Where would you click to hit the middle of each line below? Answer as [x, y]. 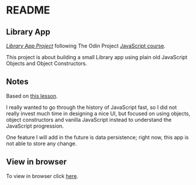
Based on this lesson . [32, 96]
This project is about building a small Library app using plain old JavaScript [97, 57]
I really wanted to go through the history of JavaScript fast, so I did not [92, 107]
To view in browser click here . [42, 176]
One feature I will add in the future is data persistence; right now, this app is [97, 137]
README [28, 10]
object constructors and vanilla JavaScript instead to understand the [89, 119]
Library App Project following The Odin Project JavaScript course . [86, 46]
